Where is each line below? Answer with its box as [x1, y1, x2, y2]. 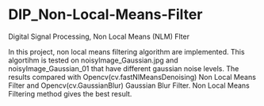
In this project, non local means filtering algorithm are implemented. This [8, 47, 245, 56]
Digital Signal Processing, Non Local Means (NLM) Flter [8, 32, 190, 41]
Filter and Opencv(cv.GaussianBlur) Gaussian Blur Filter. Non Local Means [8, 81, 250, 90]
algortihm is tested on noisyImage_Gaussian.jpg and [8, 55, 178, 65]
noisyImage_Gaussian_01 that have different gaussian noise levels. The [8, 63, 239, 73]
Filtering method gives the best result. [8, 89, 132, 98]
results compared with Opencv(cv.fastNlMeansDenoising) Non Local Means [8, 72, 256, 81]
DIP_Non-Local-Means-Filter [8, 6, 203, 24]
